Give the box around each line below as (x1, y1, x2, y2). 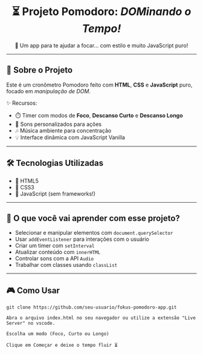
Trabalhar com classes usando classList (14, 261, 118, 269)
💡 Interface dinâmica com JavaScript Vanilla (14, 134, 126, 141)
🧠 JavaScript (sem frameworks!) (14, 190, 95, 197)
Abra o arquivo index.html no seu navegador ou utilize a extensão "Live (6, 315, 196, 321)
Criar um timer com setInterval (14, 242, 95, 249)
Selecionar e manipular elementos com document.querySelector (14, 229, 173, 237)
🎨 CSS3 (14, 183, 34, 191)
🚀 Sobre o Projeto (6, 65, 73, 76)
